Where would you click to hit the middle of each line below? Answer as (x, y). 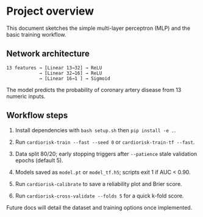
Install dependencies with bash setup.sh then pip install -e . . (95, 130)
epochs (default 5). (39, 160)
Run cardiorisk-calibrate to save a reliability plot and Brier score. (98, 183)
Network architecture (48, 54)
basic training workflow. (36, 34)
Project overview (50, 11)
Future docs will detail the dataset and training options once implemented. (99, 207)
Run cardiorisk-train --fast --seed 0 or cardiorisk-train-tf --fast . (105, 142)
